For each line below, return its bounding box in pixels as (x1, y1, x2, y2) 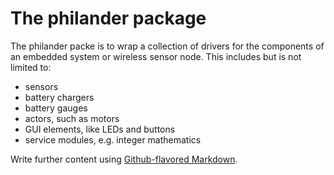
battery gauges (24, 102, 88, 114)
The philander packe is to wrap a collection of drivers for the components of (10, 40, 325, 52)
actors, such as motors (24, 112, 120, 124)
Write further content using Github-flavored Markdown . (10, 153, 238, 165)
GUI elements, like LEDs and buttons (24, 123, 176, 135)
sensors (24, 80, 59, 92)
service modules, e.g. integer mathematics (24, 133, 202, 146)
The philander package (10, 7, 207, 30)
